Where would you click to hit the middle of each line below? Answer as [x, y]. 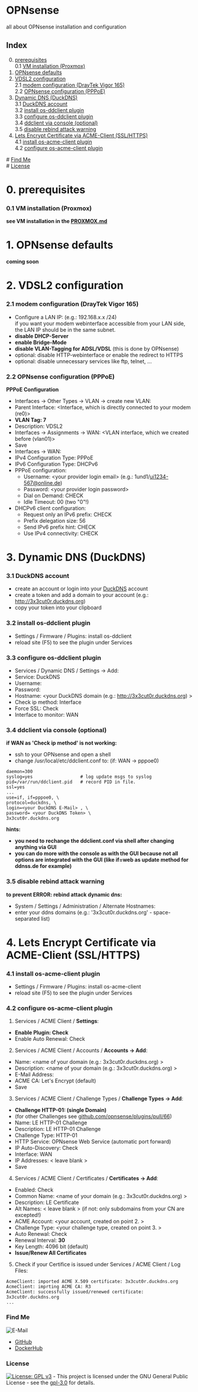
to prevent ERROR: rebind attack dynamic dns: [64, 894]
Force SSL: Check [37, 708]
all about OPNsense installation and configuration [66, 27]
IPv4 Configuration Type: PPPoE [54, 457]
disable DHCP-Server [42, 336]
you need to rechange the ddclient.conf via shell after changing [94, 841]
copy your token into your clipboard [58, 608]
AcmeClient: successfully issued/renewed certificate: [75, 1292]
